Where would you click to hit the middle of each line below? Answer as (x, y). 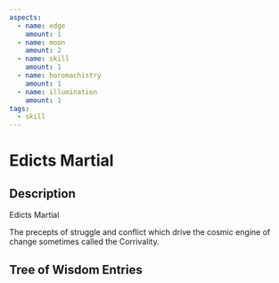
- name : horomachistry (59, 76)
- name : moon (41, 42)
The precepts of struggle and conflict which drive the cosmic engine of (140, 232)
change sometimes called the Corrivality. (84, 242)
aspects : (25, 17)
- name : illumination (57, 92)
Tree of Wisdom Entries (76, 269)
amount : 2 (44, 51)
